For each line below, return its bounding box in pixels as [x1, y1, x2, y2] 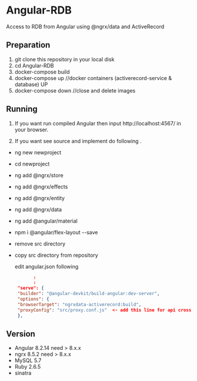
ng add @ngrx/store [14, 171, 64, 178]
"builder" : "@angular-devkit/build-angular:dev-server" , [17, 291, 160, 297]
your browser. [14, 126, 49, 133]
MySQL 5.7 [14, 357, 42, 364]
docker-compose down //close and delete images [14, 87, 136, 94]
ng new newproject [14, 148, 62, 156]
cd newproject [14, 160, 50, 167]
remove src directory [14, 240, 66, 247]
